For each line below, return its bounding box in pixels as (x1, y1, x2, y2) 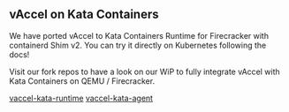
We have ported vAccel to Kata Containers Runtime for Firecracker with (9, 30, 270, 41)
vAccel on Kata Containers (9, 7, 159, 22)
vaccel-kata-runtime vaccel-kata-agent (9, 93, 153, 103)
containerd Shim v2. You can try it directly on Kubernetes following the (9, 40, 267, 50)
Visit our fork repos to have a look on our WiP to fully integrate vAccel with (9, 66, 280, 77)
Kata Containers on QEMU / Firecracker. (9, 75, 156, 86)
